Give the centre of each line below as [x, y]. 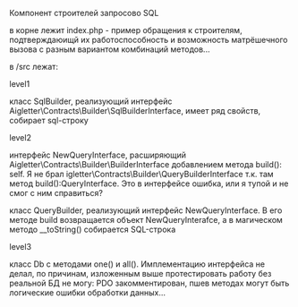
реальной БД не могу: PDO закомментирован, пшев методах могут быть [149, 283]
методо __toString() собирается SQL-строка [93, 229]
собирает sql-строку [49, 120]
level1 [20, 84]
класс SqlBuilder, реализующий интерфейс [91, 101]
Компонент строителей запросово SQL [84, 13]
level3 [21, 247]
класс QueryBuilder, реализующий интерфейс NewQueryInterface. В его [146, 210]
